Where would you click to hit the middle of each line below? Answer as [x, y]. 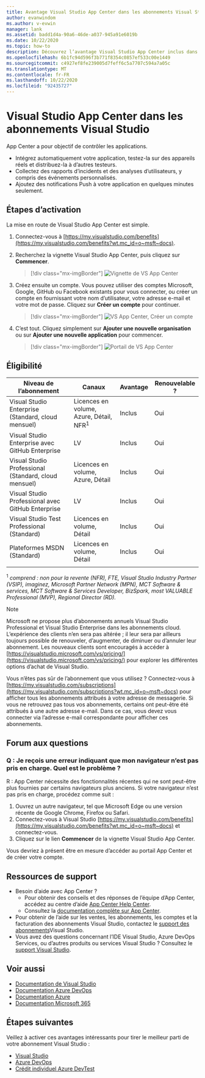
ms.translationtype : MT [37, 69]
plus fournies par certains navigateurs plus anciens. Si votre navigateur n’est [103, 788]
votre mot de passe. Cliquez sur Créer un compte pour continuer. [98, 304]
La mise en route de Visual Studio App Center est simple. [78, 225]
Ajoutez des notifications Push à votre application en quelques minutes [104, 184]
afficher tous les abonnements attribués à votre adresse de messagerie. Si [100, 698]
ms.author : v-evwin [31, 23]
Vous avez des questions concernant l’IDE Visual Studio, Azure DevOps [105, 937]
